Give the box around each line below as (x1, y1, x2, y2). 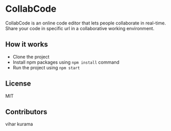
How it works (5, 40, 48, 49)
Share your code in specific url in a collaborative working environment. (5, 25, 155, 31)
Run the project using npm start (12, 64, 80, 70)
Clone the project (12, 54, 50, 60)
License (5, 80, 31, 88)
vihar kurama (5, 121, 33, 127)
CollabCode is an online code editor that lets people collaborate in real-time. (5, 20, 166, 26)
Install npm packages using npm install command (12, 59, 119, 65)
